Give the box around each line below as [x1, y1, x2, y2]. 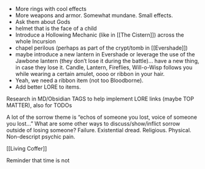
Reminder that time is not [6, 157, 70, 164]
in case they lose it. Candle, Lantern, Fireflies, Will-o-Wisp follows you [15, 64, 193, 71]
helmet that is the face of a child [15, 24, 97, 32]
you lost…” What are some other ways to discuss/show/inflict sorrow [6, 120, 180, 127]
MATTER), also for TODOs [6, 102, 72, 109]
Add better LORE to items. [15, 83, 81, 91]
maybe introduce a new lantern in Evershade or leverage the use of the [15, 51, 195, 58]
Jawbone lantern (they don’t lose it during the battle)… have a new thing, [15, 58, 199, 64]
